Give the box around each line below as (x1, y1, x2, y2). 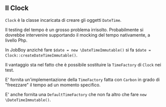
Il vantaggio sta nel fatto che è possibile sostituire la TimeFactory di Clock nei (5, 61, 162, 67)
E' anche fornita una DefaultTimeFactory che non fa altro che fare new (5, 91, 147, 97)
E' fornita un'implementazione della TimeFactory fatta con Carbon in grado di (5, 76, 160, 82)
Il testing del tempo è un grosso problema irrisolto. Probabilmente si (5, 27, 144, 33)
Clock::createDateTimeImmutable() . (5, 52, 78, 58)
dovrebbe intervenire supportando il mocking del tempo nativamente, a (5, 32, 150, 38)
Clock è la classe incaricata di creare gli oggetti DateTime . (5, 17, 122, 23)
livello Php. (5, 37, 28, 43)
